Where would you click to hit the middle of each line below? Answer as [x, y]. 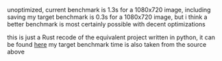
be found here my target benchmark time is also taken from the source [107, 44]
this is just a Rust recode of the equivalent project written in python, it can [111, 37]
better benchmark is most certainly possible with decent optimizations [106, 24]
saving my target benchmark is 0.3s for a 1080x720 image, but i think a [107, 17]
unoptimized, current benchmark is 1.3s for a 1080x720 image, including [109, 10]
